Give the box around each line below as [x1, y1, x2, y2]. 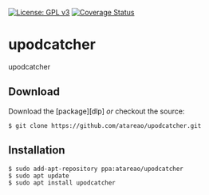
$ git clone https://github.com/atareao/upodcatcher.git [8, 121, 202, 129]
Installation [8, 144, 65, 157]
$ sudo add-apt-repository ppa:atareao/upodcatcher [8, 165, 183, 173]
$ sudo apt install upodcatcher [8, 178, 116, 187]
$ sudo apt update [8, 172, 69, 180]
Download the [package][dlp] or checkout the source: [8, 106, 185, 116]
